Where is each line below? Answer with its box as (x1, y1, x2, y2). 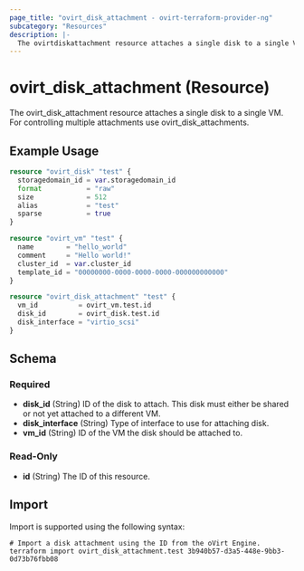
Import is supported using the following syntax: (9, 521, 185, 532)
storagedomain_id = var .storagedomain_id (17, 176, 176, 185)
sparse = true (17, 209, 111, 218)
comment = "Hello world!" (17, 251, 131, 260)
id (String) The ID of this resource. (22, 471, 151, 481)
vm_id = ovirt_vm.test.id (17, 300, 152, 310)
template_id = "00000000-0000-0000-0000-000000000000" (17, 268, 229, 277)
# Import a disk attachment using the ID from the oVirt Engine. (9, 538, 261, 547)
